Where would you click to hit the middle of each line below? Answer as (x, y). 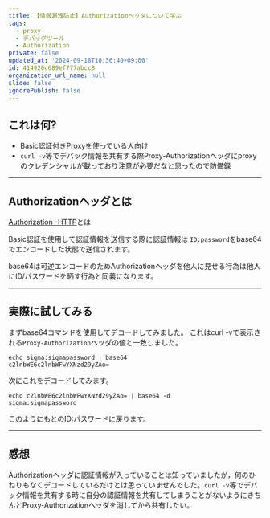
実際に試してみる (51, 311)
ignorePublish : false (45, 90)
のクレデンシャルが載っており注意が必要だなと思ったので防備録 (125, 166)
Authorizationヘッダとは (70, 201)
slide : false (30, 83)
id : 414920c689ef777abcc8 (51, 68)
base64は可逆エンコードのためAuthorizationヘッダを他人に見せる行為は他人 (135, 266)
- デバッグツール (40, 38)
